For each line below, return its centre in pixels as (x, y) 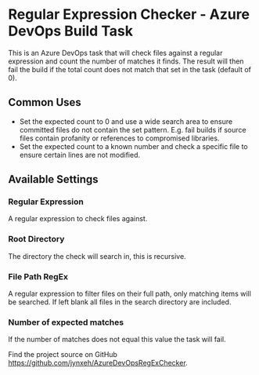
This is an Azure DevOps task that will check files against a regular (115, 53)
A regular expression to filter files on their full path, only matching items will (130, 294)
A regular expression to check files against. (78, 219)
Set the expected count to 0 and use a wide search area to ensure (126, 121)
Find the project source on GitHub (63, 355)
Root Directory (36, 239)
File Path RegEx (38, 276)
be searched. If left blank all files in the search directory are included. (120, 302)
